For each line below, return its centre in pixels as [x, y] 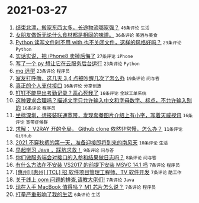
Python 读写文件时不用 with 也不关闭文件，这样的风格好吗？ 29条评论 [98, 42]
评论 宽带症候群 [31, 122]
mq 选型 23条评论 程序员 [43, 70]
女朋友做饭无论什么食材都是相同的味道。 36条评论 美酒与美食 [86, 35]
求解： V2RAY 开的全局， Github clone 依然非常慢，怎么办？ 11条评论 [99, 128]
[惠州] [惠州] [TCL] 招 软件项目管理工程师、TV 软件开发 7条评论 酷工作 [98, 172]
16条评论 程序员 [39, 108]
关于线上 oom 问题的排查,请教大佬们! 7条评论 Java [75, 179]
